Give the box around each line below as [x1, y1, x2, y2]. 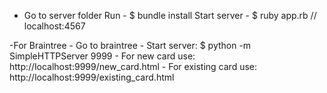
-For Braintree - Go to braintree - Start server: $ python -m [9, 40, 252, 51]
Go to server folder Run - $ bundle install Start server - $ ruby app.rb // [23, 10, 317, 21]
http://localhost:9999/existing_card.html [9, 71, 175, 83]
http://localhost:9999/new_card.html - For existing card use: [9, 61, 257, 72]
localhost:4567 [23, 20, 86, 32]
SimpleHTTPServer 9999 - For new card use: [9, 50, 196, 62]
